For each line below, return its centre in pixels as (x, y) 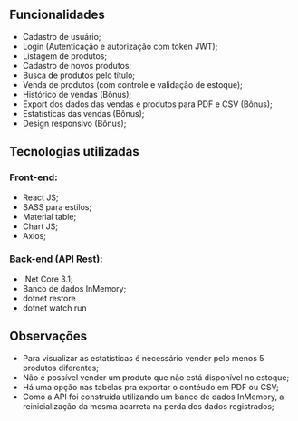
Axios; (34, 235)
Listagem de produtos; (64, 56)
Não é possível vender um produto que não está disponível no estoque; (156, 377)
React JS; (40, 197)
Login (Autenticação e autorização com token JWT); (120, 46)
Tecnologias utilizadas (74, 152)
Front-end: (34, 177)
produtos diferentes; (61, 368)
